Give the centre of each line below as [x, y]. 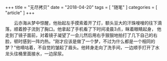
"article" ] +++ [20, 13]
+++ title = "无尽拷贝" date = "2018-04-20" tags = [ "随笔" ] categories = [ [81, 7]
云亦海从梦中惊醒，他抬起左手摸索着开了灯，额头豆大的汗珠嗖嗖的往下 [85, 23]
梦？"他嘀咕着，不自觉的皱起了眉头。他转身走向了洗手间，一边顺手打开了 [80, 47]
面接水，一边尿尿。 [46, 54]
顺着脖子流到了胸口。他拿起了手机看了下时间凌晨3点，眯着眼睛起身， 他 [87, 29]
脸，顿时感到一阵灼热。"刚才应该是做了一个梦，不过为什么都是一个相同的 [80, 41]
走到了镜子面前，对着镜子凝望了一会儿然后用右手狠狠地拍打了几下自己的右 [81, 35]
